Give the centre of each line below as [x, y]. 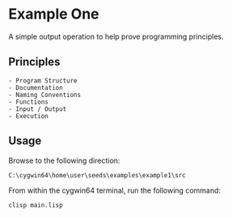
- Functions [28, 102]
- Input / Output [38, 109]
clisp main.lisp [36, 205]
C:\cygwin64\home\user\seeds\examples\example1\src [97, 175]
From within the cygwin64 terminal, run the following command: [114, 190]
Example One [54, 14]
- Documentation [36, 87]
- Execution [28, 116]
